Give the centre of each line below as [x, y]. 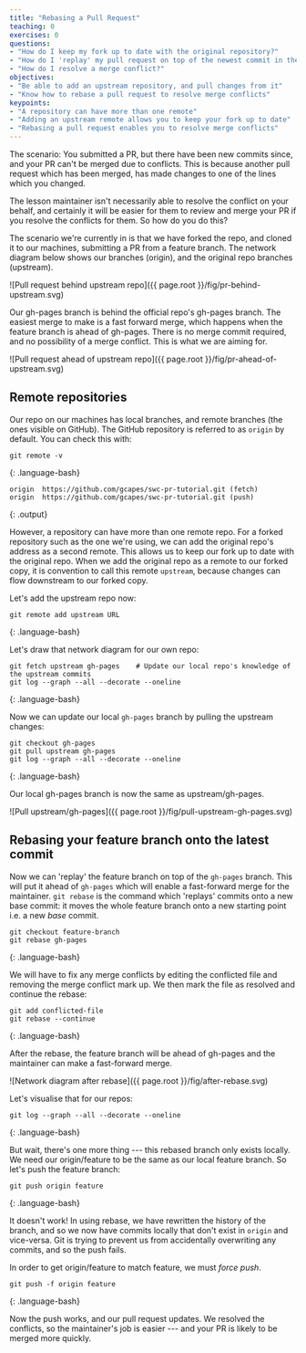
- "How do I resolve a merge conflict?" [87, 69]
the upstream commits [51, 674]
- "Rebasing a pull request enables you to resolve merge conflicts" [144, 129]
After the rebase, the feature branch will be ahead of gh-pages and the [143, 1053]
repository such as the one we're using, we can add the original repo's [142, 541]
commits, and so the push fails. [68, 1249]
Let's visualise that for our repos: [71, 1098]
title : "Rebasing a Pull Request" [75, 18]
